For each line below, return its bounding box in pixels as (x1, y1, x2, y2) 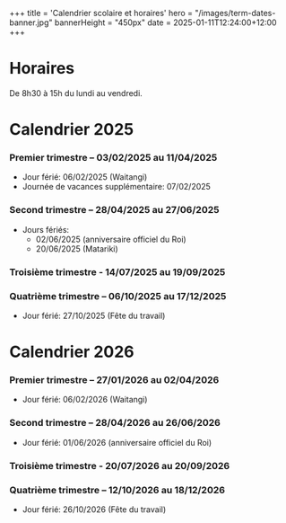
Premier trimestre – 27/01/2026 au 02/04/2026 (9, 374, 220, 386)
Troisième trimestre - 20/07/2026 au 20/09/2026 (9, 459, 230, 472)
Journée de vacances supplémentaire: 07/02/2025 (22, 182, 211, 192)
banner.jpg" (9, 17, 53, 28)
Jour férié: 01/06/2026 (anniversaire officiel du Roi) (22, 437, 212, 448)
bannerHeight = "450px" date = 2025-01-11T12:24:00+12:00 (54, 17, 277, 28)
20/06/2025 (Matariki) (35, 243, 118, 254)
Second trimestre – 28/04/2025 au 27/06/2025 (9, 204, 220, 217)
